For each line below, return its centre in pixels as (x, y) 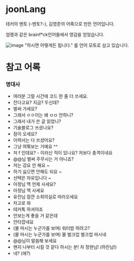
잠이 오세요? (25, 134)
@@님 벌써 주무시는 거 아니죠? (43, 159)
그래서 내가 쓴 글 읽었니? (37, 121)
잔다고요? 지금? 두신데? (36, 103)
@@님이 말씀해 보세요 (35, 241)
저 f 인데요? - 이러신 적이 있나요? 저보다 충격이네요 (63, 153)
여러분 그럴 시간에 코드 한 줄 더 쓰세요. (51, 96)
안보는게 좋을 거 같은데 (35, 216)
